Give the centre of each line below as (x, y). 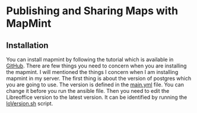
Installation (27, 45)
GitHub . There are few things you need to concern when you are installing (96, 66)
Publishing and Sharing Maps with (92, 11)
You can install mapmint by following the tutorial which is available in (90, 59)
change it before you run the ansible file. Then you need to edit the (88, 91)
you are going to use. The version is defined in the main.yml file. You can (95, 85)
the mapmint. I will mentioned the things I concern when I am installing (92, 72)
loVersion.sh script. (30, 104)
